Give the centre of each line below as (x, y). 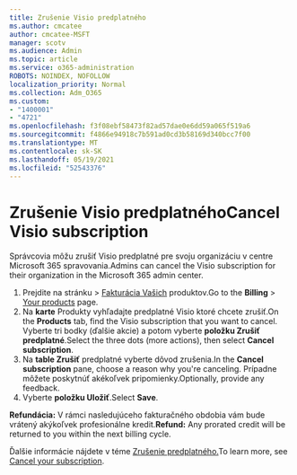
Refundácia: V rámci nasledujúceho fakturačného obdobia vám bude (137, 415)
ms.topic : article (44, 59)
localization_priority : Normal (68, 84)
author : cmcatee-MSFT (50, 34)
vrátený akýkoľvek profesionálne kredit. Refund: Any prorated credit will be (147, 425)
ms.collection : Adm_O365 (56, 92)
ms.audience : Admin (46, 51)
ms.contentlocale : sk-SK (56, 151)
